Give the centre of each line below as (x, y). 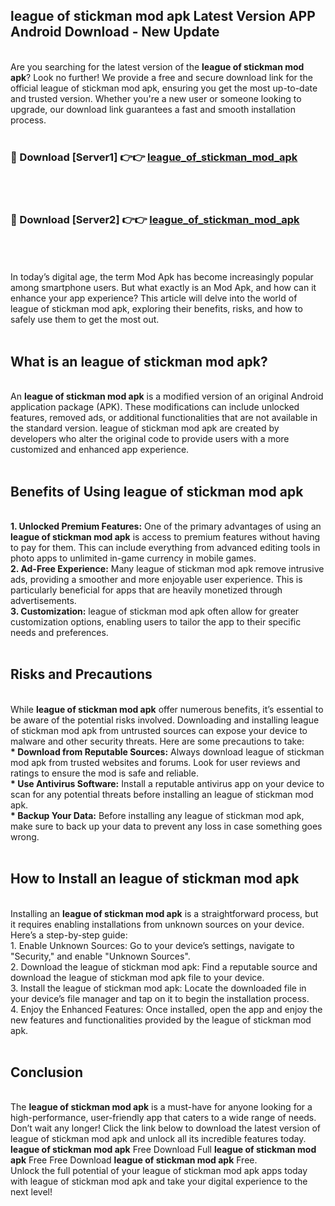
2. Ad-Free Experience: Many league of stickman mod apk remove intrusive (167, 569)
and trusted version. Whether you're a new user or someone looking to (156, 98)
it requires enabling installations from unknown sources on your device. (157, 924)
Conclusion (47, 1072)
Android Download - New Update (115, 32)
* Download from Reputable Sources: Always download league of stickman (167, 751)
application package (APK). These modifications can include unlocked (155, 407)
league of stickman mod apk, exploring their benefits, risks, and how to (156, 309)
